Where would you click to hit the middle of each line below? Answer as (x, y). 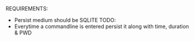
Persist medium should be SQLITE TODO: (65, 20)
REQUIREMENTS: (27, 9)
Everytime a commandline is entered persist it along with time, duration (101, 26)
